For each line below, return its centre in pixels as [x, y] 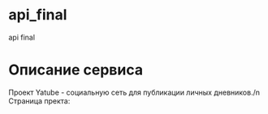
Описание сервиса [76, 70]
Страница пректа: [39, 101]
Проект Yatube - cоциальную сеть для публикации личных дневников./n [134, 92]
